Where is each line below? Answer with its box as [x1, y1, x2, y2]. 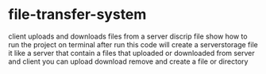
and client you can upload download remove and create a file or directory [8, 57, 249, 66]
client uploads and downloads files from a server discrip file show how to [8, 31, 248, 41]
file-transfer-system [8, 6, 147, 24]
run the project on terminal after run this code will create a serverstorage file [8, 39, 258, 49]
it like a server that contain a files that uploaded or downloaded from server [8, 48, 256, 57]
